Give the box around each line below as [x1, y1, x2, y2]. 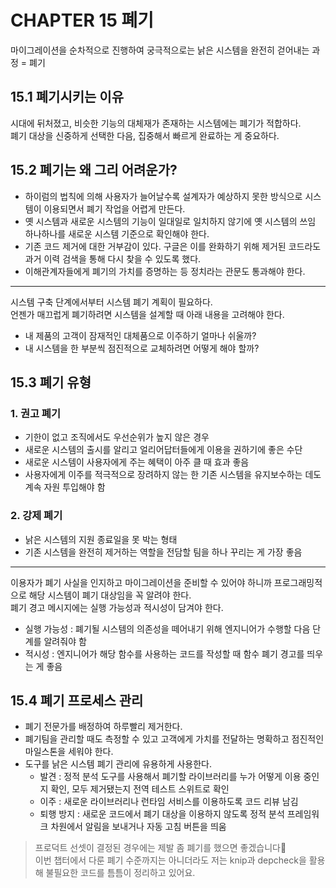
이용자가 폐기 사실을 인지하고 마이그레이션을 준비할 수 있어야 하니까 [10, 576, 272, 588]
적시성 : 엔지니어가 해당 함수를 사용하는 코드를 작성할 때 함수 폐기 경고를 [24, 647, 305, 660]
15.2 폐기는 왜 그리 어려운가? [10, 162, 178, 179]
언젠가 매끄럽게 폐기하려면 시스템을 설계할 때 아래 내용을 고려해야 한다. [10, 308, 285, 320]
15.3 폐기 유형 [10, 374, 92, 391]
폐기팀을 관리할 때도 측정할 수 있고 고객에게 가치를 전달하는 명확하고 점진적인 [24, 733, 325, 745]
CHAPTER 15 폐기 [10, 9, 155, 32]
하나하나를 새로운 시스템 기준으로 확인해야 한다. [24, 227, 210, 240]
